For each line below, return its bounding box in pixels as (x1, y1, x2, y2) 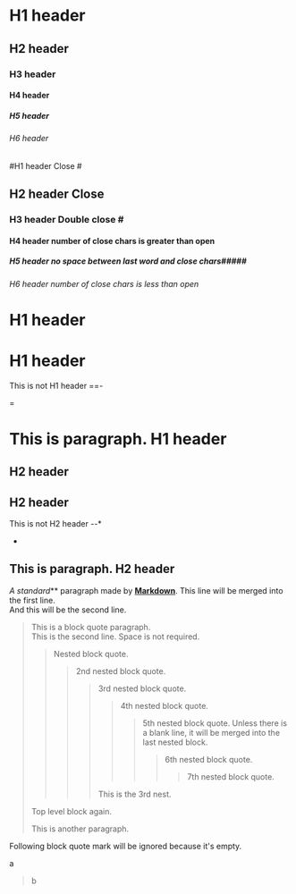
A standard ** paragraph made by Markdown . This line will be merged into (9, 585, 283, 595)
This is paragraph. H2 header (9, 561, 175, 577)
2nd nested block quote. (75, 665, 166, 676)
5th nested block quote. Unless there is (142, 717, 288, 729)
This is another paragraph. (30, 823, 130, 834)
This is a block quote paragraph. (30, 621, 151, 632)
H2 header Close (9, 187, 105, 202)
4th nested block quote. (120, 700, 208, 711)
